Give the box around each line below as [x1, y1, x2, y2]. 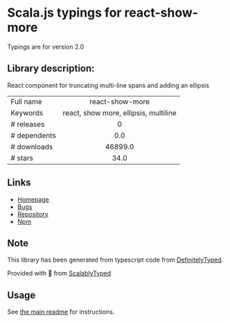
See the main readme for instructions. [7, 307, 115, 316]
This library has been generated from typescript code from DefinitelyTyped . [7, 255, 224, 264]
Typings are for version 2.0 [7, 42, 85, 51]
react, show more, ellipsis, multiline [62, 108, 177, 117]
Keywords [10, 108, 44, 117]
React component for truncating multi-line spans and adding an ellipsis [7, 81, 210, 90]
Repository [17, 210, 48, 218]
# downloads [10, 142, 53, 151]
